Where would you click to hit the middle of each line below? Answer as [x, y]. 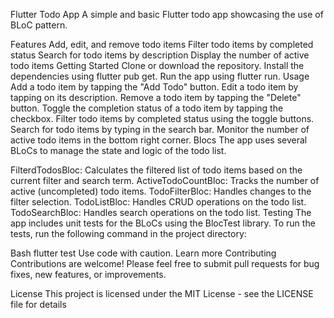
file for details [38, 304]
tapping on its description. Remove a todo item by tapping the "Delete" [156, 97]
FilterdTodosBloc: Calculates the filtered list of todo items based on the [156, 170]
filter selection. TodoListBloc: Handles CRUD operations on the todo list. [158, 202]
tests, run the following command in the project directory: [128, 233]
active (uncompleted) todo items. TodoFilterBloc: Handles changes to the [161, 191]
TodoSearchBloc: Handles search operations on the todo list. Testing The [161, 212]
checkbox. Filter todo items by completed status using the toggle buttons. [162, 118]
